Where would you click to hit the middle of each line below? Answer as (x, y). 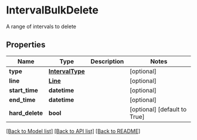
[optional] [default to (158, 109)
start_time (23, 90)
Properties (26, 45)
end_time (22, 100)
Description (107, 61)
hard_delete (26, 113)
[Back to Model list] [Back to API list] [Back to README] (73, 131)
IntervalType (67, 71)
